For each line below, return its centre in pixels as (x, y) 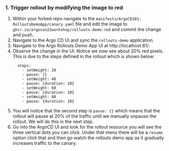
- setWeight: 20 (39, 70)
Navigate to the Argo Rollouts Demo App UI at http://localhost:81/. (81, 46)
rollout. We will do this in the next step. (53, 122)
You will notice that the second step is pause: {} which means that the (86, 111)
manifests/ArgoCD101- (119, 19)
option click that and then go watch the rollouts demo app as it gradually (88, 138)
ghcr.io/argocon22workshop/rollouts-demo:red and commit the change (87, 29)
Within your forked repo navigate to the (54, 19)
